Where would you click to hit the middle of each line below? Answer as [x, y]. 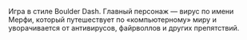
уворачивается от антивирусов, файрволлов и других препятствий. [124, 28]
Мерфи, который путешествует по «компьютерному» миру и [113, 20]
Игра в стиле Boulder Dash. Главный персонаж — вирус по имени [121, 11]
